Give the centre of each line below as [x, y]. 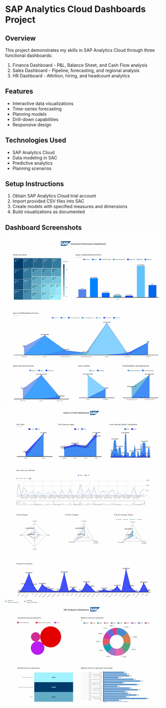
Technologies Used [36, 140]
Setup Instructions [35, 184]
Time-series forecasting [37, 109]
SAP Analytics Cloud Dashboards [76, 9]
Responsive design [32, 124]
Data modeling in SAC [35, 158]
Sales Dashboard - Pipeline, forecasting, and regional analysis [76, 70]
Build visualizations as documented [48, 212]
